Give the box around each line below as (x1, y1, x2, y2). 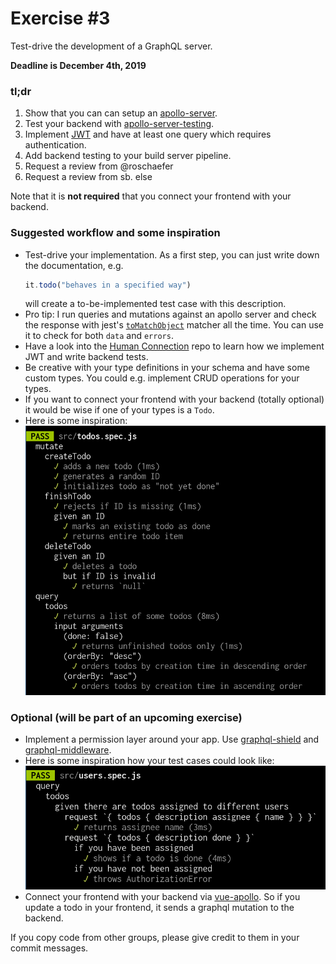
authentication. (24, 139, 87, 151)
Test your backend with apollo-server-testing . (24, 118, 215, 130)
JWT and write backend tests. (24, 351, 149, 363)
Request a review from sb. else (24, 171, 153, 183)
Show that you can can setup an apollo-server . (24, 107, 218, 119)
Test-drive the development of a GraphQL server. (10, 40, 213, 52)
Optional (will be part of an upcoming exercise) (10, 710, 243, 724)
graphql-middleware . (24, 744, 112, 756)
